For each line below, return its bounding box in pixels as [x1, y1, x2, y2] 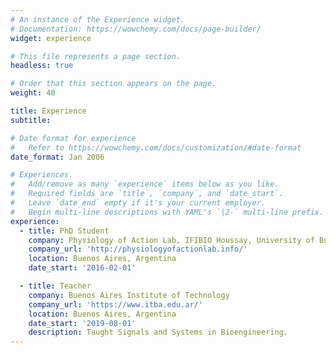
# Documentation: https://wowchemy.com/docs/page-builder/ [10, 24, 262, 34]
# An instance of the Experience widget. [10, 14, 186, 25]
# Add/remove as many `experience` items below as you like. [10, 179, 280, 190]
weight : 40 [10, 88, 56, 98]
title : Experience [10, 106, 87, 116]
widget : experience [10, 33, 92, 43]
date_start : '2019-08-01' [28, 318, 137, 328]
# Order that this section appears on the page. [10, 79, 217, 89]
